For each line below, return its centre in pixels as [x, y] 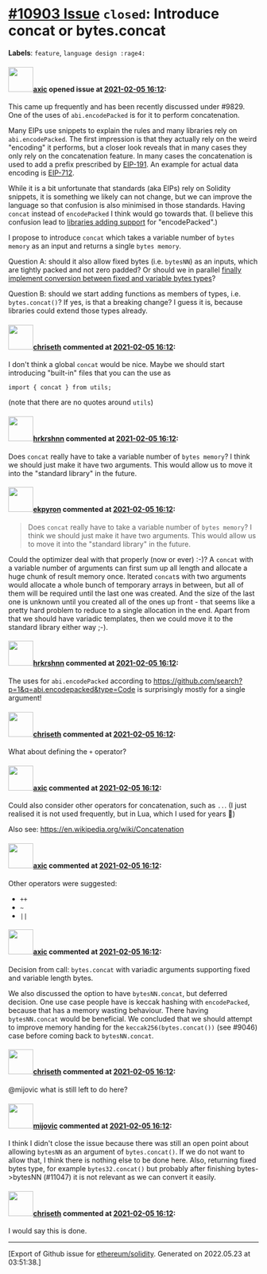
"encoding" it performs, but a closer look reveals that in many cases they [128, 147]
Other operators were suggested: [63, 883]
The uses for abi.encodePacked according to [80, 681]
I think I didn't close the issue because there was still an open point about [128, 1143]
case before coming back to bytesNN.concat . [81, 1035]
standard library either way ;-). [58, 627]
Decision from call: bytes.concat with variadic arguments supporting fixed [129, 969]
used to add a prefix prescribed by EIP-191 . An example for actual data [123, 165]
